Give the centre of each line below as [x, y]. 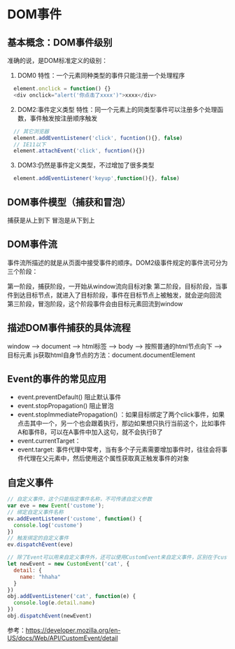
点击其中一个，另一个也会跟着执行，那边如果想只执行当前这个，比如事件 [121, 424]
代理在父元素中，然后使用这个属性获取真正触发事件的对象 [106, 459]
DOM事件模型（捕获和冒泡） [69, 202]
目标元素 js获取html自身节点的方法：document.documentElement [101, 355]
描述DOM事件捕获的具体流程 [69, 328]
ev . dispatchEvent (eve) [40, 545]
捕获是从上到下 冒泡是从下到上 [51, 220]
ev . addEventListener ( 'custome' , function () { [74, 519]
